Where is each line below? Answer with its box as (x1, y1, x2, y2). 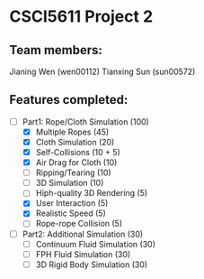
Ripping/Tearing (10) (35, 167, 111, 178)
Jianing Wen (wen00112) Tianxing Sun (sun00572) (9, 66, 196, 77)
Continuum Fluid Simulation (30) (35, 238, 155, 249)
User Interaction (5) (35, 198, 109, 209)
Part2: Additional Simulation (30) (22, 228, 144, 239)
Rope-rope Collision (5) (35, 219, 123, 229)
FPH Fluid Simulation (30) (35, 248, 131, 259)
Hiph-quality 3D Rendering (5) (35, 188, 148, 199)
